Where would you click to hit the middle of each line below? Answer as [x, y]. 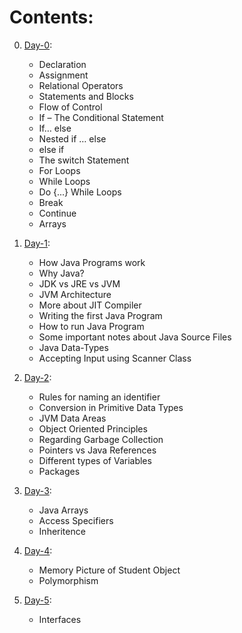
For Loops [59, 170]
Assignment [63, 75]
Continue [57, 213]
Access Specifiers [76, 520]
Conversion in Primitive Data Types [111, 407]
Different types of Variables [95, 460]
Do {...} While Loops [80, 192]
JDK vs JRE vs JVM [79, 283]
